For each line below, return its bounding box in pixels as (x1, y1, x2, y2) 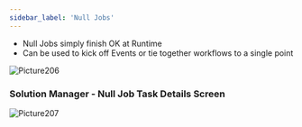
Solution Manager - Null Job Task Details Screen (9, 87, 225, 100)
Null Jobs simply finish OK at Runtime (22, 38, 162, 49)
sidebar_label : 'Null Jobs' (9, 13, 115, 23)
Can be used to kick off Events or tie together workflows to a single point (22, 47, 294, 59)
